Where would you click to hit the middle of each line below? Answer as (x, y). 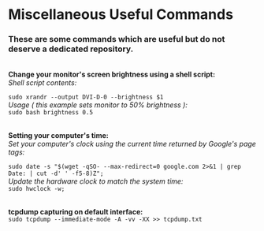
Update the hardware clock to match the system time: (96, 181)
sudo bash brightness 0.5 (50, 113)
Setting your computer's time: (58, 136)
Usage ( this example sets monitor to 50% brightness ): (98, 105)
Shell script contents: (43, 83)
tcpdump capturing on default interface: (76, 212)
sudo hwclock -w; (37, 189)
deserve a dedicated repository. (71, 49)
